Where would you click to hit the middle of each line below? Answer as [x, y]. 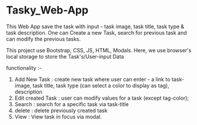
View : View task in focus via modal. [58, 116]
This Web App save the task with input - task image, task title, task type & [95, 26]
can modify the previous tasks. [44, 39]
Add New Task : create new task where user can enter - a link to [92, 79]
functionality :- [24, 67]
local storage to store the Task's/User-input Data [65, 56]
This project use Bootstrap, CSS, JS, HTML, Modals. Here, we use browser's [99, 50]
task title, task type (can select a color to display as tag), [101, 85]
